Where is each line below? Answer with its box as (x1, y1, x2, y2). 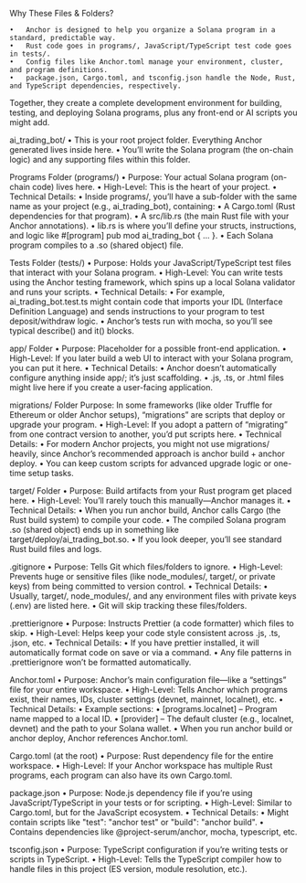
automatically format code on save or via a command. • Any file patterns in (9, 647, 292, 657)
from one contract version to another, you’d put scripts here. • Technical (9, 429, 282, 440)
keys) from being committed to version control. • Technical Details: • (9, 580, 269, 591)
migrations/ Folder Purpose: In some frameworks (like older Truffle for (9, 399, 273, 410)
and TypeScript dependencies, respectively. (9, 81, 182, 90)
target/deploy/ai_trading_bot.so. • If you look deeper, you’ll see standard (9, 534, 282, 545)
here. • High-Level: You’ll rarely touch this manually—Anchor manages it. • (9, 495, 291, 505)
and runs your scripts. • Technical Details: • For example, (9, 287, 226, 297)
